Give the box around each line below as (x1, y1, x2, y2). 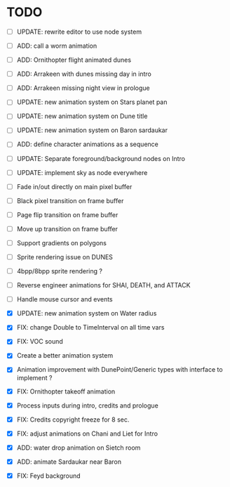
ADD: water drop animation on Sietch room (16, 443, 141, 452)
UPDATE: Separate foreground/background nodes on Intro (16, 154, 185, 162)
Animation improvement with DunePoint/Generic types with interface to (16, 365, 223, 374)
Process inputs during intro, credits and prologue (16, 401, 158, 410)
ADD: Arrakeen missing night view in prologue (16, 84, 150, 92)
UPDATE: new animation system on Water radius (16, 309, 157, 318)
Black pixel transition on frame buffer (16, 196, 124, 204)
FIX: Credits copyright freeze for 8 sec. (16, 415, 130, 424)
